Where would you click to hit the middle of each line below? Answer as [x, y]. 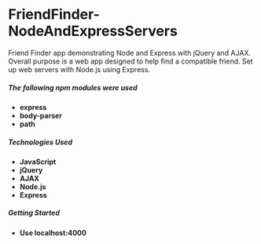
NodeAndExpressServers [93, 31]
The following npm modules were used [73, 87]
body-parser [41, 115]
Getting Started [34, 213]
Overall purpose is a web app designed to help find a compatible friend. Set [130, 61]
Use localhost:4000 [53, 232]
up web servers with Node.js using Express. [79, 69]
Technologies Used [40, 142]
